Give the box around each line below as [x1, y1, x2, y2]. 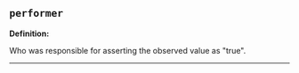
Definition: [9, 28, 50, 39]
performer [9, 7, 64, 20]
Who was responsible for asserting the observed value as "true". [9, 45, 246, 55]
